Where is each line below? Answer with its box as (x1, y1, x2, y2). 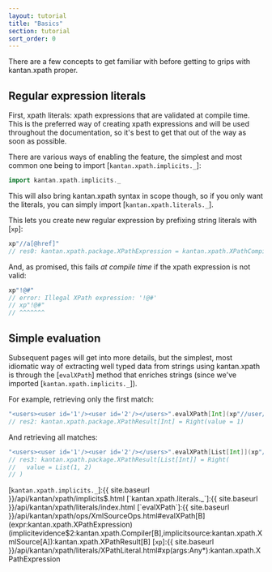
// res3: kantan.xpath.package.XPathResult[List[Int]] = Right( (8, 455, 230, 463)
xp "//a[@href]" (8, 239, 60, 247)
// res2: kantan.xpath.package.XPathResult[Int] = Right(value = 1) (8, 417, 244, 426)
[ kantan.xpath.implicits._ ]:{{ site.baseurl (8, 485, 150, 495)
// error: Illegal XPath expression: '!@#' (8, 294, 158, 302)
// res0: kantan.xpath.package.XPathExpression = (8, 247, 180, 256)
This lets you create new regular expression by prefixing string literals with (8, 215, 257, 225)
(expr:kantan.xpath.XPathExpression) (8, 520, 134, 530)
